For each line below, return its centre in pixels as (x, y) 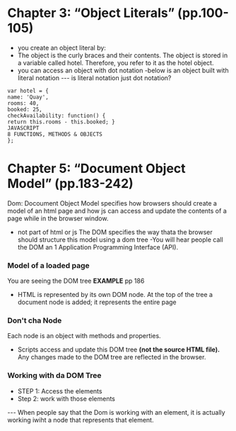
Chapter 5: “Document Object (96, 169)
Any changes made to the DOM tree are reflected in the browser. (112, 357)
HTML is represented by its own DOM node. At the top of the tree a (115, 295)
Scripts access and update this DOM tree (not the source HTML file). (119, 349)
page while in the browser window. (58, 218)
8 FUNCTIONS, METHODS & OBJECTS (55, 134)
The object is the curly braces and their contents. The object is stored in (123, 55)
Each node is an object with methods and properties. (84, 336)
